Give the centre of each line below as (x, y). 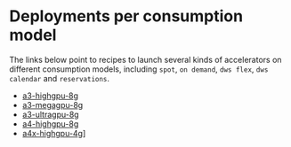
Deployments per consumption (126, 16)
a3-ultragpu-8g (50, 114)
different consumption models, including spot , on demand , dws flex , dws (139, 69)
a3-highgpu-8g (50, 96)
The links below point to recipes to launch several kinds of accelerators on (145, 59)
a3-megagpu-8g (53, 104)
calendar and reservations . (59, 78)
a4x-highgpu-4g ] (54, 133)
